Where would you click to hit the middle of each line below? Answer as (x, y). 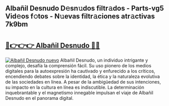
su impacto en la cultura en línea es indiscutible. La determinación (75, 87)
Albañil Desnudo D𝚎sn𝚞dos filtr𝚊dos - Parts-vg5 (85, 8)
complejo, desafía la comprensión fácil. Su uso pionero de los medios (78, 65)
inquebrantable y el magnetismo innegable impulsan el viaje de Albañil (79, 93)
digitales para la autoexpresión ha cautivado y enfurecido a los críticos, (80, 71)
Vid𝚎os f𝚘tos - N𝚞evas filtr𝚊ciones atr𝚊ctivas (80, 17)
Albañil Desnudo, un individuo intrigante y (104, 60)
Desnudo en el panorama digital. (40, 98)
